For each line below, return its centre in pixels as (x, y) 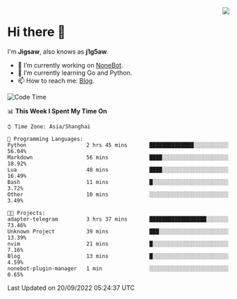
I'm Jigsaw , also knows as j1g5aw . (58, 51)
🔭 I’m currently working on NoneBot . (70, 65)
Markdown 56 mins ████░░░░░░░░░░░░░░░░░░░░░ (118, 157)
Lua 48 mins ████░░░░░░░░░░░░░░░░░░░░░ (118, 170)
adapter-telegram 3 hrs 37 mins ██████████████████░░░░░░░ (118, 219)
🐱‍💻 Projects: (26, 213)
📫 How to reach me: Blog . (56, 80)
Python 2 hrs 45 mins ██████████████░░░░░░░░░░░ (118, 145)
